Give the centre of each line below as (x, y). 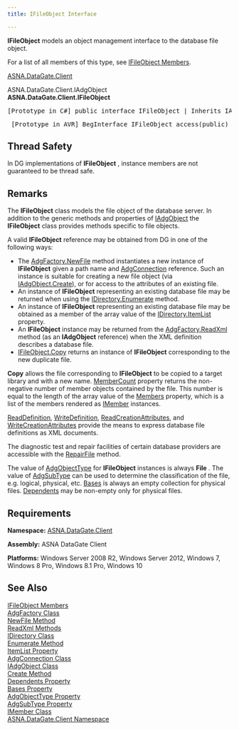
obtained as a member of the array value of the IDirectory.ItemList (114, 314)
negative (20, 389)
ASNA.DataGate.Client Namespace (58, 719)
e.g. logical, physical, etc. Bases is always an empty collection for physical (116, 483)
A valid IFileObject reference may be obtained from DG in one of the (107, 240)
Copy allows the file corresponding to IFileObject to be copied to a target (115, 374)
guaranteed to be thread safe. (51, 171)
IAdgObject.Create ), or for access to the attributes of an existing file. (118, 284)
